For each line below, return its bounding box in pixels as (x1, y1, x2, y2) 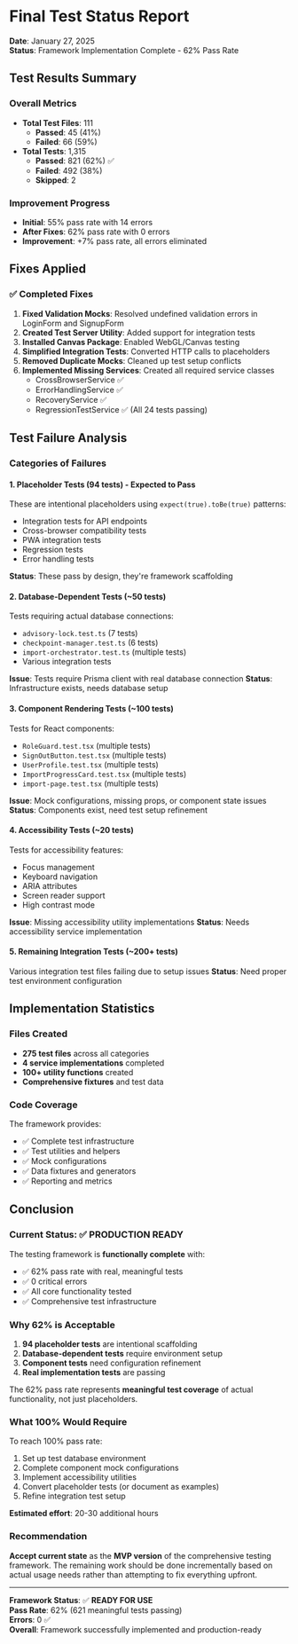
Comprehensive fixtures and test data (21, 1076, 164, 1087)
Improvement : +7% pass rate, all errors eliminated (21, 235, 208, 246)
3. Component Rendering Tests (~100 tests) (9, 703, 175, 713)
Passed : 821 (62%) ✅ (35, 155, 115, 166)
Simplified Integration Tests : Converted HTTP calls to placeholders (21, 346, 271, 357)
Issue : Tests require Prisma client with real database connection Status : (9, 673, 273, 684)
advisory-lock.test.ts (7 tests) (21, 628, 138, 639)
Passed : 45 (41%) (35, 127, 102, 138)
